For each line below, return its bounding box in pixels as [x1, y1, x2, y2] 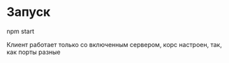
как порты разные [6, 48, 61, 56]
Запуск [6, 4, 51, 20]
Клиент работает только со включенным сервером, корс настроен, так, [6, 40, 223, 48]
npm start [6, 27, 35, 35]
